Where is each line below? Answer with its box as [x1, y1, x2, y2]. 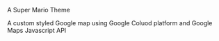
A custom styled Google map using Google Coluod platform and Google [7, 19, 213, 27]
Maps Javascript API [7, 27, 67, 34]
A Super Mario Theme [7, 6, 71, 14]
